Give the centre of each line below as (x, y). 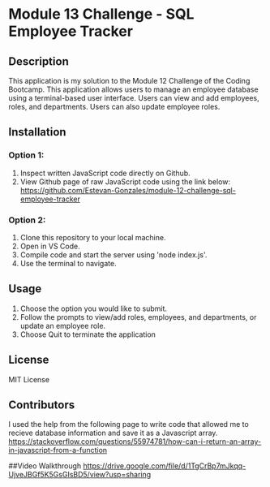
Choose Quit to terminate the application (88, 334)
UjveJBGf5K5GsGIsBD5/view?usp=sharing (80, 475)
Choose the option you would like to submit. (94, 308)
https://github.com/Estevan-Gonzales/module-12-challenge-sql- (128, 190)
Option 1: (26, 155)
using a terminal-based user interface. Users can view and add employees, (134, 98)
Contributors (42, 405)
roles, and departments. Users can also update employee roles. (114, 107)
